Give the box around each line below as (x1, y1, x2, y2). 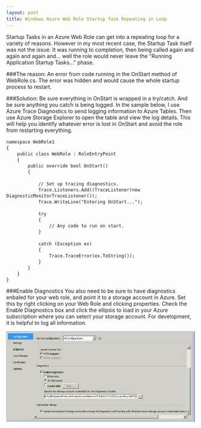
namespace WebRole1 (6, 138, 55, 145)
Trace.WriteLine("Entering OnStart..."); (38, 198, 144, 205)
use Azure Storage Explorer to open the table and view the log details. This (6, 114, 191, 121)
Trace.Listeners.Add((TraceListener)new (38, 186, 141, 193)
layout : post (6, 10, 39, 16)
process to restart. (6, 83, 52, 90)
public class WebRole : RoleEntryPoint (17, 150, 117, 157)
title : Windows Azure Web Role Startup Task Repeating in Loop (6, 16, 167, 22)
